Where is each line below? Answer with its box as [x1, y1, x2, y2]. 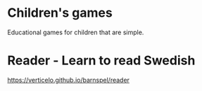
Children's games [7, 5, 113, 21]
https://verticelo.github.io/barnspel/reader [7, 76, 130, 84]
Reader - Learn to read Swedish [7, 52, 196, 69]
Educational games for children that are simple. [7, 28, 144, 36]
